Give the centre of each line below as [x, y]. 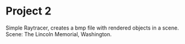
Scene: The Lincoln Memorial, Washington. [59, 34]
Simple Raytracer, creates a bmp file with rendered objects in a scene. [92, 28]
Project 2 [29, 11]
